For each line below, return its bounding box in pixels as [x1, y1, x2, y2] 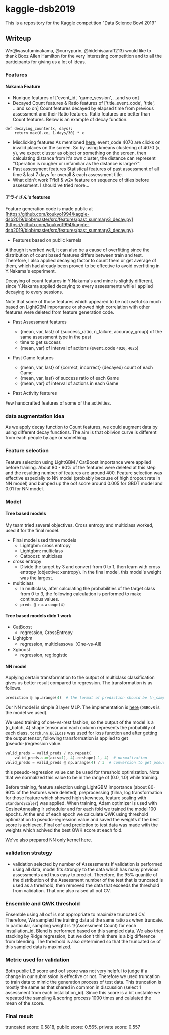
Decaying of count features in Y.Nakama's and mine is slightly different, [5, 278, 154, 284]
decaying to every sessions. [5, 289, 64, 295]
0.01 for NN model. [5, 485, 44, 492]
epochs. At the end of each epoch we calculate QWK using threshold [5, 811, 148, 817]
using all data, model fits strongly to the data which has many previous [12, 866, 159, 872]
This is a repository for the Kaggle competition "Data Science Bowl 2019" [5, 20, 157, 26]
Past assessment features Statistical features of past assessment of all [12, 166, 159, 172]
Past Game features [12, 355, 54, 361]
